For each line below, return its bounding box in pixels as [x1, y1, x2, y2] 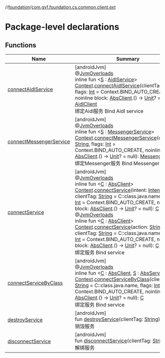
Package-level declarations [5, 22, 119, 32]
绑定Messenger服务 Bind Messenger [75, 160, 160, 167]
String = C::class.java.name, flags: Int [75, 282, 161, 289]
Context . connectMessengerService [75, 135, 157, 141]
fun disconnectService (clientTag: [75, 337, 151, 344]
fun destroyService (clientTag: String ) [75, 316, 161, 323]
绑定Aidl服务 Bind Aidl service [75, 108, 144, 115]
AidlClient [75, 101, 97, 107]
